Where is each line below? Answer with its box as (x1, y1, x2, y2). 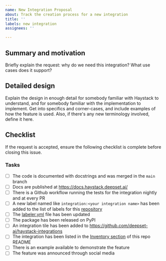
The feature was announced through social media (12, 250, 115, 256)
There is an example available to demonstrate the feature (12, 245, 130, 251)
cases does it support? (5, 67, 52, 73)
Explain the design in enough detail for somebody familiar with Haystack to (5, 95, 159, 101)
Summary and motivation (5, 48, 86, 57)
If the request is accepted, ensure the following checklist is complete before (5, 144, 162, 150)
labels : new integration (5, 21, 57, 26)
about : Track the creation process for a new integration (5, 12, 128, 17)
